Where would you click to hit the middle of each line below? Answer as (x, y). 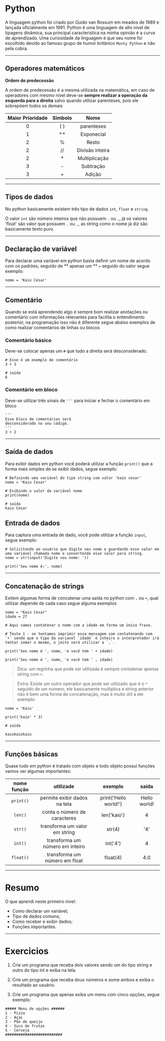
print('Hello (113, 798)
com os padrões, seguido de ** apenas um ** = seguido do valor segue (77, 266)
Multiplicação (93, 158)
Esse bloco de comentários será (38, 419)
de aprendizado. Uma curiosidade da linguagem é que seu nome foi (74, 38)
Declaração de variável (41, 249)
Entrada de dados (33, 523)
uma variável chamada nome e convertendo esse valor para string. (74, 554)
